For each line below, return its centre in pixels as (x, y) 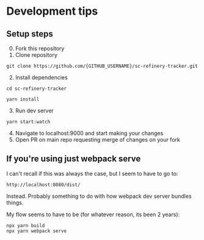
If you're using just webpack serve (74, 159)
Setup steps (30, 34)
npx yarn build (26, 225)
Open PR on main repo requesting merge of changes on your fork (97, 140)
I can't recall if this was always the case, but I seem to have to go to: (92, 173)
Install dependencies (42, 77)
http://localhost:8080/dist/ (43, 184)
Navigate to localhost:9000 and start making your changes (89, 133)
